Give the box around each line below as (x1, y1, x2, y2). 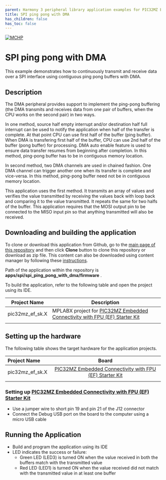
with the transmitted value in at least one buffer (19, 470, 116, 476)
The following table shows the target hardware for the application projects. (5, 345, 157, 351)
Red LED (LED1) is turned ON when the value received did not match (19, 465, 159, 471)
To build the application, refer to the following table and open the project (5, 282, 153, 288)
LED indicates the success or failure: (12, 449, 87, 455)
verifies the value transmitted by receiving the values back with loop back (5, 193, 156, 199)
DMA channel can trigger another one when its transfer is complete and (5, 168, 151, 173)
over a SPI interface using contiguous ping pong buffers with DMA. (5, 74, 142, 80)
